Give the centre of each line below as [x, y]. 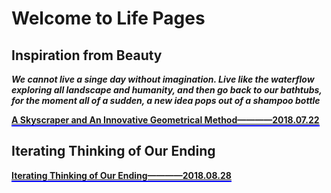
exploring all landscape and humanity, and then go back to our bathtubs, [167, 90]
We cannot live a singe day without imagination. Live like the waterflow [163, 79]
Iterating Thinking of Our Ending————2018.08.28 [121, 175]
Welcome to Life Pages [108, 18]
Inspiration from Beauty [87, 55]
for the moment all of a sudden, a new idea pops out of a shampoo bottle [166, 100]
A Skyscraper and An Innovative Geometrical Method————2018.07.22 [165, 120]
